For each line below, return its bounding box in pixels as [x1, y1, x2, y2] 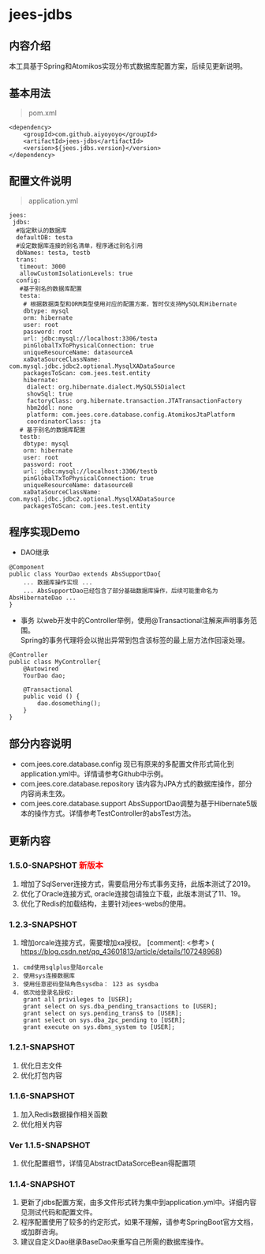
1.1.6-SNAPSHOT [9, 1091, 76, 1102]
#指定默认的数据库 [16, 227, 67, 235]
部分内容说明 [9, 737, 72, 750]
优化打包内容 [20, 1070, 62, 1079]
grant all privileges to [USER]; [23, 996, 133, 1004]
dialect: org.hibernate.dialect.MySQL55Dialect [26, 383, 186, 391]
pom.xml [28, 108, 58, 118]
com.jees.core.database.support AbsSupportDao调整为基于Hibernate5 [20, 799, 251, 809]
